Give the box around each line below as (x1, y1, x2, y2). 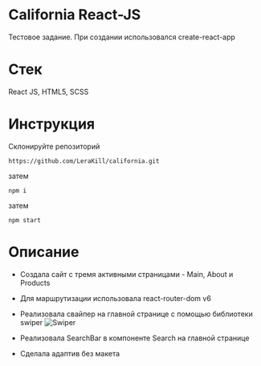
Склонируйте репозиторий (8, 141, 100, 151)
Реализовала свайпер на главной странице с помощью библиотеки (19, 309, 253, 319)
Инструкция (8, 115, 95, 133)
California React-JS (8, 6, 141, 24)
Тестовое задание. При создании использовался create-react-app (8, 32, 235, 42)
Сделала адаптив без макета (19, 348, 120, 358)
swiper (19, 317, 43, 327)
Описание (8, 243, 80, 261)
